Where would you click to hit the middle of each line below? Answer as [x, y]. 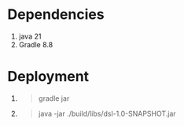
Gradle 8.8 [36, 44]
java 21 [30, 36]
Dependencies [56, 15]
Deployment [48, 77]
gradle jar [54, 98]
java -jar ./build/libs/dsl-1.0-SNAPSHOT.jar [107, 113]
